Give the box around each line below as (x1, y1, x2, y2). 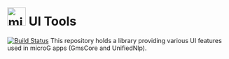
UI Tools (28, 14, 77, 29)
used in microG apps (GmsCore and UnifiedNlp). (7, 44, 147, 52)
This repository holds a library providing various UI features (50, 36, 222, 44)
